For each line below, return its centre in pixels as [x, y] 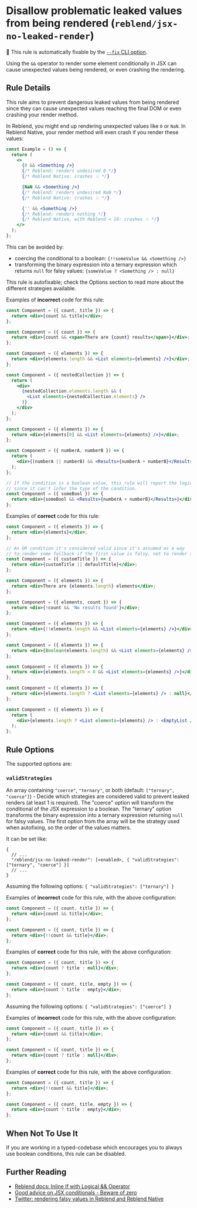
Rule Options [30, 750]
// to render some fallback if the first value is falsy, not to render [97, 554]
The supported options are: [39, 764]
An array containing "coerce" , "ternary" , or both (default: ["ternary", [90, 790]
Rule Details [28, 88]
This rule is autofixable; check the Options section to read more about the [95, 282]
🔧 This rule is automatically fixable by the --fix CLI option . [77, 52]
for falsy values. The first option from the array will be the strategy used [93, 822]
